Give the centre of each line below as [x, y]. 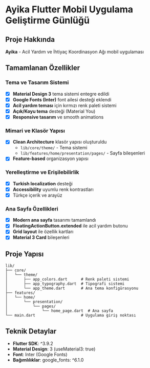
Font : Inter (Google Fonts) [40, 355]
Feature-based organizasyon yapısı [50, 159]
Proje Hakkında [30, 39]
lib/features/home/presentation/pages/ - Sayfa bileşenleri [82, 153]
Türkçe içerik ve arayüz [37, 195]
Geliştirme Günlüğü [47, 20]
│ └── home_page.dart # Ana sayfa [59, 311]
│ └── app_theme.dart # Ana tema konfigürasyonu [72, 288]
